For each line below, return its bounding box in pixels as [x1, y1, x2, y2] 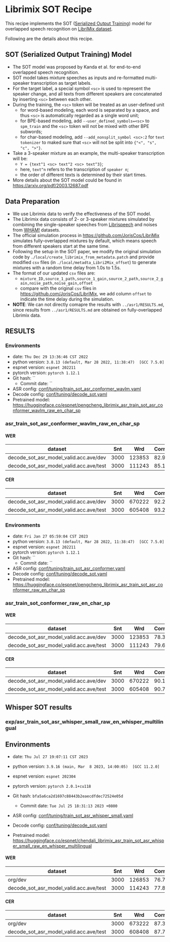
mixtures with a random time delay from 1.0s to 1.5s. [12, 264, 121, 271]
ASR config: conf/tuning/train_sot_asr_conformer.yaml [12, 565, 125, 571]
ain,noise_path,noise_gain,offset [20, 281, 93, 286]
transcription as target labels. [30, 80, 92, 86]
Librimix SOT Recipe [5, 4, 92, 15]
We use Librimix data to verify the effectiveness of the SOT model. [12, 211, 151, 217]
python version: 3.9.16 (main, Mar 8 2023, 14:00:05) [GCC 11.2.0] [12, 763, 160, 769]
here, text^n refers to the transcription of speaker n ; [20, 166, 129, 172]
